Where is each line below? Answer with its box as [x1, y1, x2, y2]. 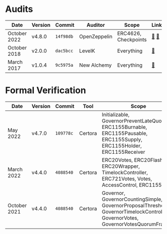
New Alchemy [79, 61, 112, 68]
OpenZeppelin [79, 33, 113, 40]
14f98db [55, 33, 74, 39]
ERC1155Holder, [101, 142, 142, 149]
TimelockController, [101, 169, 148, 176]
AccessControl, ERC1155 [101, 181, 162, 188]
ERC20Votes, [101, 156, 133, 163]
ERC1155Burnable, [101, 123, 148, 130]
